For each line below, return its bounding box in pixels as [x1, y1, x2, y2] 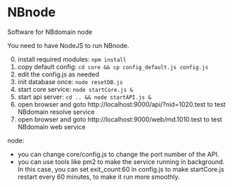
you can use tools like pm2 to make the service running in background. [17, 157, 225, 166]
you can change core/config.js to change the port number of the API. [17, 150, 220, 158]
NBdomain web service [17, 122, 86, 131]
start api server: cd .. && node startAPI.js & [17, 93, 152, 101]
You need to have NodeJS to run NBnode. [7, 41, 130, 49]
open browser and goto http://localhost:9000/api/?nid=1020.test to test [17, 100, 226, 108]
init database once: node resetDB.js [17, 77, 123, 86]
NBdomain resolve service [17, 107, 95, 116]
